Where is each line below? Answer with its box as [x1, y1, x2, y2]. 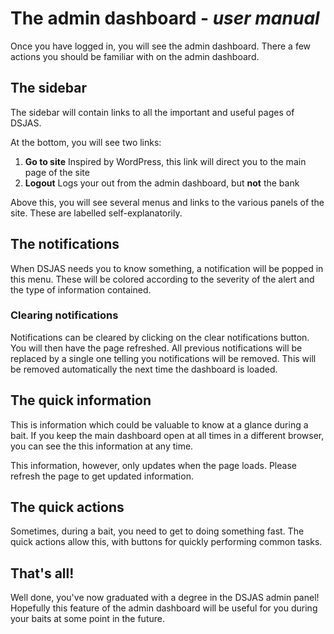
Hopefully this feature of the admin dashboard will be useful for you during [10, 602, 318, 614]
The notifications [10, 236, 120, 253]
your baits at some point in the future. [10, 613, 165, 625]
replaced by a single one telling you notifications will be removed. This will [10, 352, 317, 364]
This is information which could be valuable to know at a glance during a [10, 418, 309, 431]
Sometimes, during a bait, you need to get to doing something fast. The [10, 525, 305, 537]
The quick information [10, 392, 152, 409]
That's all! [10, 565, 75, 582]
